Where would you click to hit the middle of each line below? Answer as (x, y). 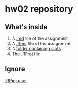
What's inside (26, 27)
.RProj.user (16, 80)
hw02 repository (39, 9)
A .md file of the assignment (40, 38)
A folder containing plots (36, 49)
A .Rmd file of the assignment (41, 44)
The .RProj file (26, 54)
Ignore (15, 69)
